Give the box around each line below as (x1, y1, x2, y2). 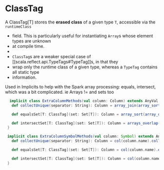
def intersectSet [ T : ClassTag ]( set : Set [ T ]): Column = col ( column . (11, 156, 152, 161)
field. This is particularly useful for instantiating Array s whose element (12, 33, 153, 39)
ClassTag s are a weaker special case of (12, 53, 91, 59)
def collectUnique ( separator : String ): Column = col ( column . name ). (11, 139, 152, 144)
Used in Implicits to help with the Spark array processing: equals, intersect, (5, 84, 156, 89)
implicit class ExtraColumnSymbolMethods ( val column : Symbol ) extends (7, 134, 154, 139)
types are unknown (12, 38, 51, 44)
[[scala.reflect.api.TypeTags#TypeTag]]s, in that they (12, 59, 119, 64)
